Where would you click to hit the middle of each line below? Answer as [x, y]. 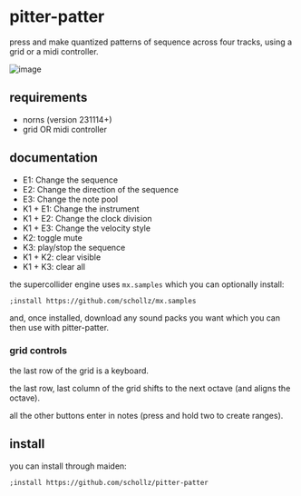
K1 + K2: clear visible [62, 257]
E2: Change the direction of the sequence [101, 189]
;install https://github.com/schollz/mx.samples [103, 301]
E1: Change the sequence [70, 180]
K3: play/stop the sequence [74, 247]
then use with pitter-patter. [59, 327]
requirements [49, 98]
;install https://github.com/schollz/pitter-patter [109, 482]
